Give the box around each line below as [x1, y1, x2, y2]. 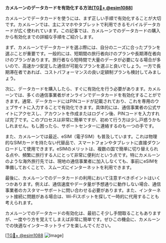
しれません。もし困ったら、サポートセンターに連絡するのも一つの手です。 [5, 123, 157, 129]
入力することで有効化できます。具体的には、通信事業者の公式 [31, 104, 157, 110]
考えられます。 [5, 200, 36, 205]
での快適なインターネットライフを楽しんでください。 [5, 223, 114, 228]
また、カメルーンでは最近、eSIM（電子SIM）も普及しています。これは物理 [5, 134, 158, 139]
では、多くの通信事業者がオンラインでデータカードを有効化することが [13, 92, 157, 98]
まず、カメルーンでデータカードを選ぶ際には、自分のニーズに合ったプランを [5, 45, 161, 50]
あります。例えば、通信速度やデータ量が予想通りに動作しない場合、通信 [13, 181, 161, 187]
